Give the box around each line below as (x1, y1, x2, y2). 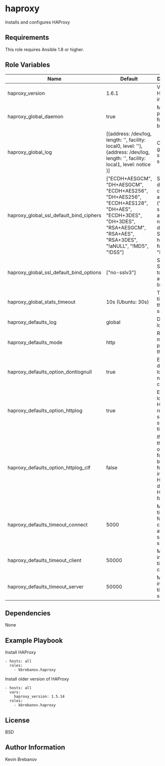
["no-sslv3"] (106, 269, 137, 275)
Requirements (5, 33, 49, 42)
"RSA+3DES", (106, 236, 138, 243)
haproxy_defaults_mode (7, 339, 63, 346)
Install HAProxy (5, 649, 36, 656)
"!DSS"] (106, 248, 124, 255)
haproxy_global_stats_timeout (7, 298, 76, 305)
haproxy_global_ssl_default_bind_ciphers (7, 212, 102, 219)
